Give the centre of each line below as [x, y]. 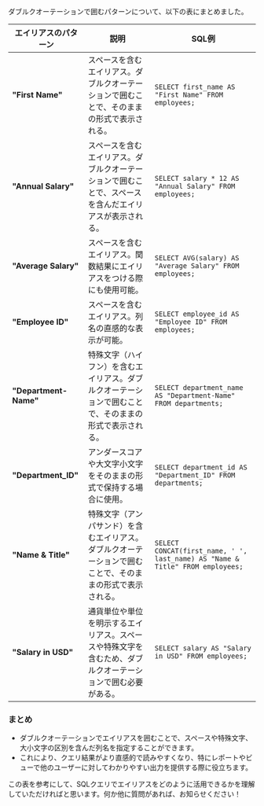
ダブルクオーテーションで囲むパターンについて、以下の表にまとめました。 [128, 11]
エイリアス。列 [115, 317]
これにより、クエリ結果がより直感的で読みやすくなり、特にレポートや [132, 758]
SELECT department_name [199, 388]
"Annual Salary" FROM [195, 186]
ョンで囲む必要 [115, 682]
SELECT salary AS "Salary [203, 648]
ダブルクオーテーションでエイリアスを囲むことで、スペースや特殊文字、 [136, 738]
